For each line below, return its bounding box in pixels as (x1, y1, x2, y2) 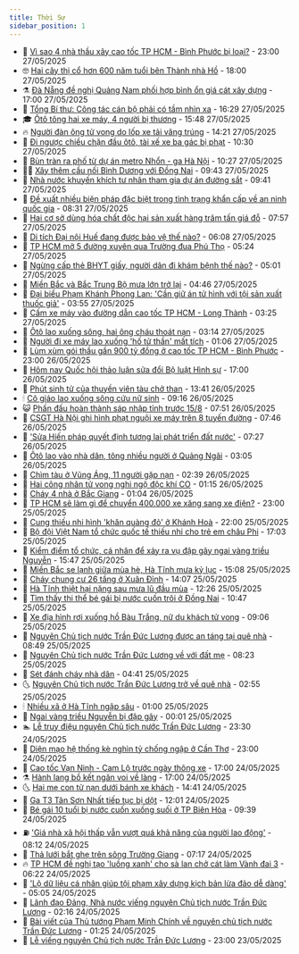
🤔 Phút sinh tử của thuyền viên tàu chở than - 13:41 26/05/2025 (21, 383, 256, 394)
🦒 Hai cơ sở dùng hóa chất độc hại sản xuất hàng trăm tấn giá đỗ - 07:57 (21, 212, 289, 223)
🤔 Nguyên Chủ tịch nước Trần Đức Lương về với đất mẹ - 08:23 (21, 649, 255, 660)
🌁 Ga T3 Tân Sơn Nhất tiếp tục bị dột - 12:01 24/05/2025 (21, 794, 230, 805)
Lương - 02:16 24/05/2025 (21, 906, 120, 916)
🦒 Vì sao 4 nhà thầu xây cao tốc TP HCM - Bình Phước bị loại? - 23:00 (21, 46, 279, 56)
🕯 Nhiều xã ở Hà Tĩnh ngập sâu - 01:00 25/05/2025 (21, 700, 209, 711)
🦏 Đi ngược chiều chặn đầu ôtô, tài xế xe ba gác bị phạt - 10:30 (21, 136, 254, 147)
